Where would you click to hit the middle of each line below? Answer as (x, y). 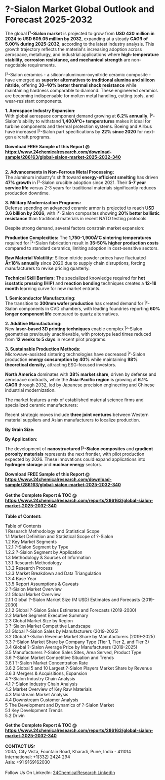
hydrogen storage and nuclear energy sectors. (54, 464)
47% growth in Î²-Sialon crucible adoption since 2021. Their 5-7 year (76, 182)
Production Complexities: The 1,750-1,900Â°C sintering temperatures (78, 238)
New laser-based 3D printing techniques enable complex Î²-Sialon (74, 329)
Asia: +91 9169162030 (28, 762)
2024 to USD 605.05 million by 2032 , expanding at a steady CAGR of (77, 39)
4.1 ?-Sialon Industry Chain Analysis (41, 684)
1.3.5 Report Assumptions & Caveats (42, 584)
